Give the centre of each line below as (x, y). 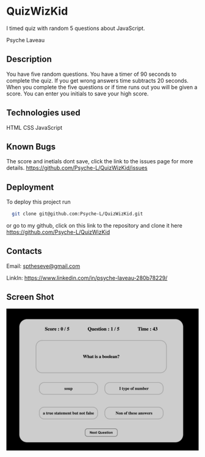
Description (29, 59)
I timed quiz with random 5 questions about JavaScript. (76, 28)
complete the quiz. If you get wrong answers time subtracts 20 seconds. (98, 80)
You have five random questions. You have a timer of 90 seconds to (92, 74)
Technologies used (43, 113)
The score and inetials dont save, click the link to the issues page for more (100, 162)
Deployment (30, 187)
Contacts (24, 251)
